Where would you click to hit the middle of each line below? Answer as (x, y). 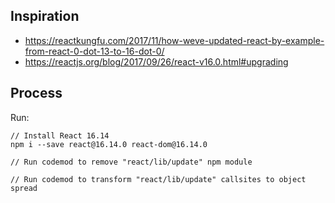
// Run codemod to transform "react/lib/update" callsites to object (158, 179)
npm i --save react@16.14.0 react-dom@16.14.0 (109, 144)
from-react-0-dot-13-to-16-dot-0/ (94, 51)
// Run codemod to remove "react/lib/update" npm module (131, 162)
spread (24, 188)
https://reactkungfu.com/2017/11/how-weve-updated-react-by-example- (174, 40)
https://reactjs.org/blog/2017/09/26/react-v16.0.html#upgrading (156, 61)
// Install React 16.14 (60, 135)
